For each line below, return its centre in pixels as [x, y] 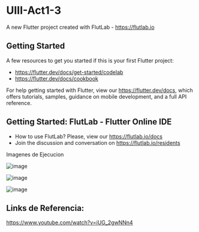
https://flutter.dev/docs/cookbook [57, 78]
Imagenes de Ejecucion [35, 154]
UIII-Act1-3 [34, 11]
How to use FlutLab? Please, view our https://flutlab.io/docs [89, 136]
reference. [19, 103]
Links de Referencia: [45, 208]
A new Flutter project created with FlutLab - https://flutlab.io [80, 27]
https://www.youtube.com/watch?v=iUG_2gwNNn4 [70, 222]
